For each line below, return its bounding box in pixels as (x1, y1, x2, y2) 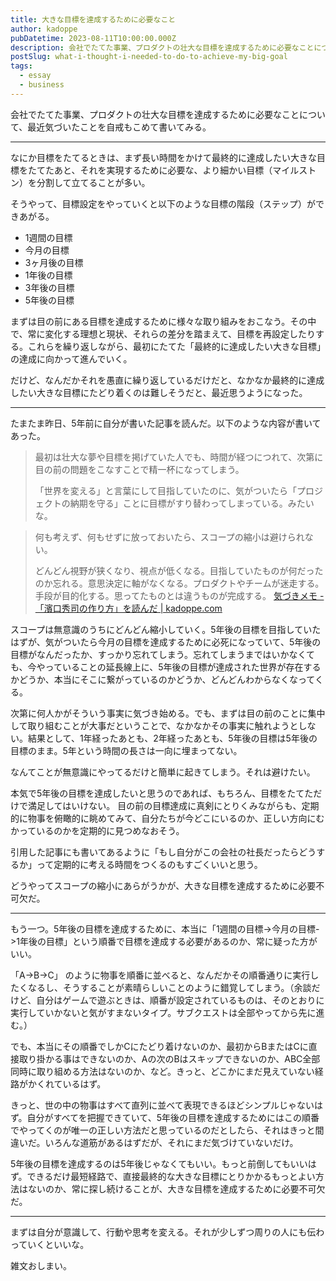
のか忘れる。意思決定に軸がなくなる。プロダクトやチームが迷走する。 (34, 577, 325, 589)
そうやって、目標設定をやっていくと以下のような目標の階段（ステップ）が (10, 197, 316, 210)
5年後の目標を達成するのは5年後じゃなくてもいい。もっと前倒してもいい (10, 1157, 308, 1170)
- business (19, 80, 65, 90)
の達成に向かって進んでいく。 (10, 352, 133, 365)
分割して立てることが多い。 (36, 176, 151, 188)
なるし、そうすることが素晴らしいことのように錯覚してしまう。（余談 (27, 981, 312, 993)
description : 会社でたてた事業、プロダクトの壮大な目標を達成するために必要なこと (10, 42, 315, 53)
